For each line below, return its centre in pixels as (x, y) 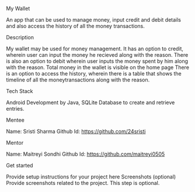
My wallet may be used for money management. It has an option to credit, (95, 49)
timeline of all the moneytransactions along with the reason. (78, 80)
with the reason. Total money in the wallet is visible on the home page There (98, 67)
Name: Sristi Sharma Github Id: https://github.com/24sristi (76, 131)
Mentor (15, 143)
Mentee (15, 120)
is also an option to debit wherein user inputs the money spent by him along (97, 61)
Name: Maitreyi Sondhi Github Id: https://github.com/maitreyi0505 (86, 154)
